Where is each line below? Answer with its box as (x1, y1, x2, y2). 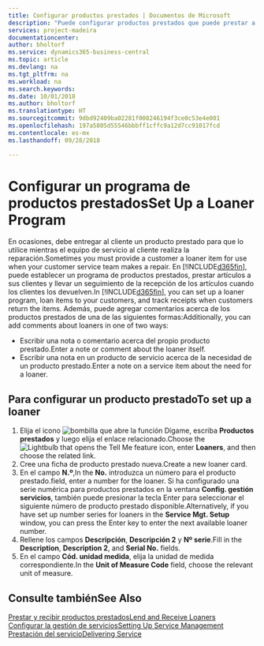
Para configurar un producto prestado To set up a (8, 392, 252, 406)
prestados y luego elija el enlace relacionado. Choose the (19, 434, 206, 444)
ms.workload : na (8, 77, 61, 85)
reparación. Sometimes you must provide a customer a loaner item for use (8, 254, 247, 263)
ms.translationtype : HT (8, 107, 87, 115)
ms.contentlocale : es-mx (8, 129, 90, 137)
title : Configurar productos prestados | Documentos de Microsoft (8, 11, 231, 20)
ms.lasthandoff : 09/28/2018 (8, 136, 101, 145)
